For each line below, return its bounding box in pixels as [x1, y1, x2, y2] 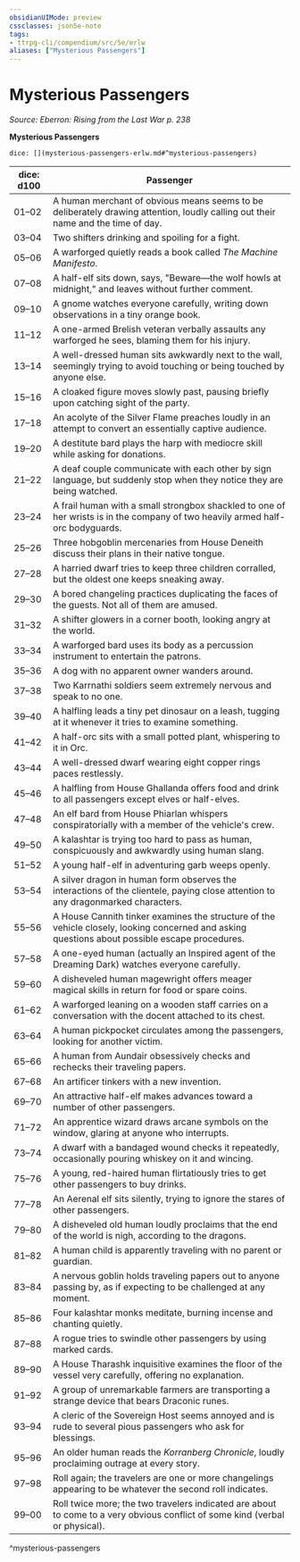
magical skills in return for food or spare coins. [53, 984, 247, 997]
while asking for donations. [53, 448, 166, 461]
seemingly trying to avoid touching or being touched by [53, 360, 285, 372]
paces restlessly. [53, 767, 124, 780]
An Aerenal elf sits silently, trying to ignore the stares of [53, 1193, 286, 1206]
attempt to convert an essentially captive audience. [53, 422, 267, 435]
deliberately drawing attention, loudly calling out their [53, 206, 276, 219]
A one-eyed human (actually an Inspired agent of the [53, 948, 276, 960]
